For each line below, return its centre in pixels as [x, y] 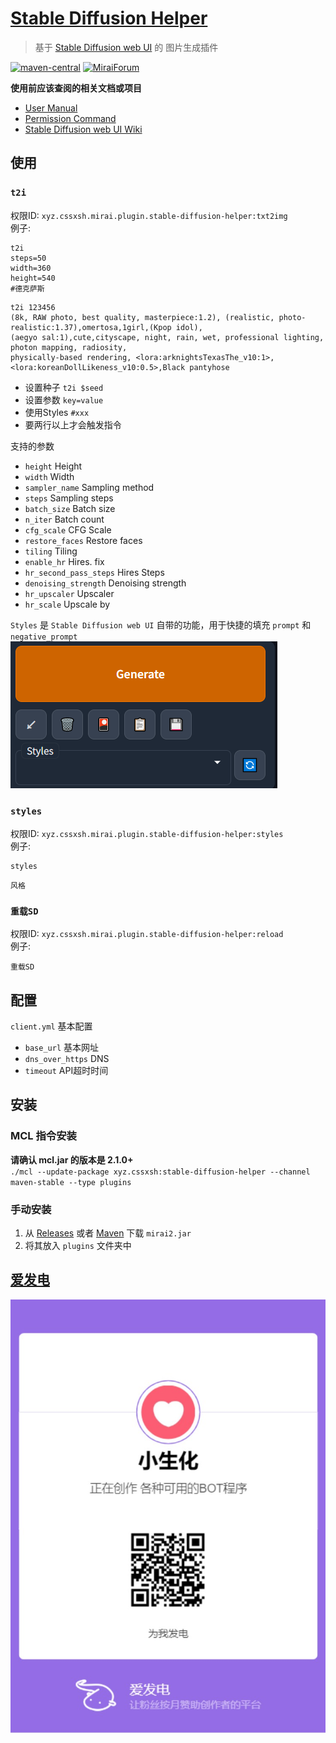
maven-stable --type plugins [71, 1182]
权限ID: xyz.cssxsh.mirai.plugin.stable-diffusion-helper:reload [147, 934]
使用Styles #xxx [57, 412]
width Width [49, 476]
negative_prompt [44, 637]
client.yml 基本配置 [51, 1026]
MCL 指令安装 [43, 1136]
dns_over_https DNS [67, 1059]
